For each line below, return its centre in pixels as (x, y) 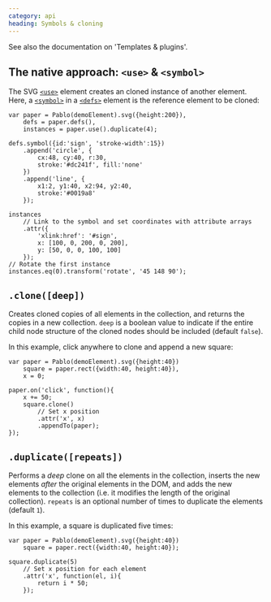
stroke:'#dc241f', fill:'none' (90, 165)
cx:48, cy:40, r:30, (72, 158)
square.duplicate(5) (43, 561)
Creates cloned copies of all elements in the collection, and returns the (127, 314)
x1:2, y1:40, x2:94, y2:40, (85, 186)
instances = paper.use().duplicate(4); (90, 130)
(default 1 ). (27, 509)
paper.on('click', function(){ (61, 391)
